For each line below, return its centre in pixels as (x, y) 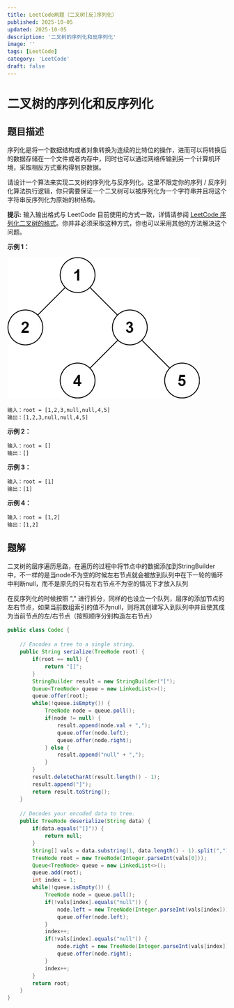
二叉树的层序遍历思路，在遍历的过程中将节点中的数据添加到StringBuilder (111, 566)
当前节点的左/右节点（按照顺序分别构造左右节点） (85, 616)
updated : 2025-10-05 (37, 29)
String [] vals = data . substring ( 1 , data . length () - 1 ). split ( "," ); (132, 851)
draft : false (26, 66)
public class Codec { (39, 630)
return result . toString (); (71, 792)
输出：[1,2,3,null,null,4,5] (48, 417)
